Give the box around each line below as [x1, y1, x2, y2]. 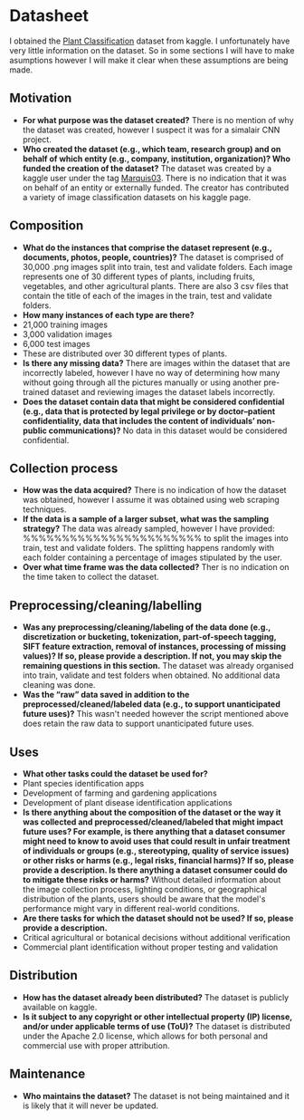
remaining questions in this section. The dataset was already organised [22, 661, 294, 671]
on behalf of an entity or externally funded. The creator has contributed [22, 182, 290, 193]
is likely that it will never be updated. [22, 1100, 159, 1111]
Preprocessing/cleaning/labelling [9, 597, 203, 613]
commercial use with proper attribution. [22, 1039, 170, 1051]
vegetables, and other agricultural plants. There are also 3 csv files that [22, 280, 290, 291]
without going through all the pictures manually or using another [22, 377, 262, 388]
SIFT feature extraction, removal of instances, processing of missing [22, 641, 287, 652]
